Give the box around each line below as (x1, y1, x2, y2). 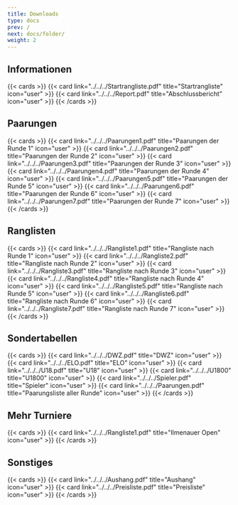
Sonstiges (7, 456, 53, 469)
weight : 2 (7, 37, 37, 44)
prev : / (7, 23, 31, 31)
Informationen (7, 63, 72, 75)
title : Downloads (7, 10, 59, 18)
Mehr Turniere (7, 409, 72, 421)
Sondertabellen (7, 332, 78, 344)
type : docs (7, 17, 40, 24)
